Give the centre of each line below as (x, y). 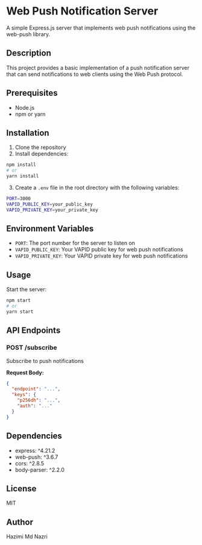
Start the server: (27, 289)
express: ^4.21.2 (35, 450)
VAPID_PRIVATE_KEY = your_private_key (52, 210)
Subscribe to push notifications (45, 361)
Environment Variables (50, 229)
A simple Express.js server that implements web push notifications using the (101, 28)
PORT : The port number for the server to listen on (75, 243)
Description (29, 53)
